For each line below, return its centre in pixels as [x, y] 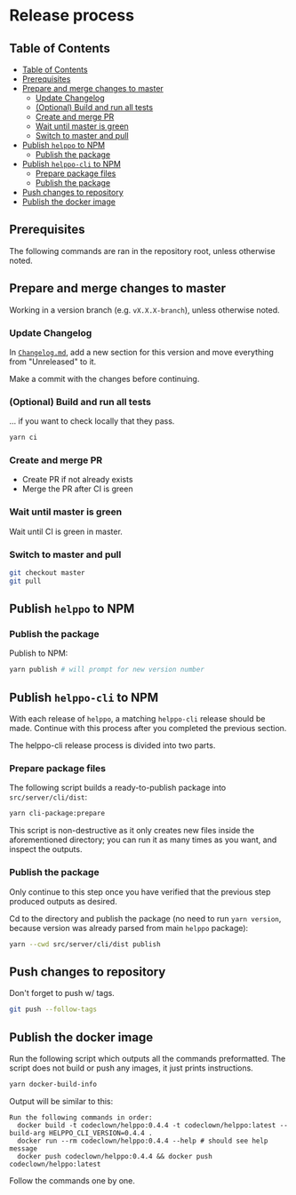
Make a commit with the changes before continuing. [104, 378]
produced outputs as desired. [63, 901]
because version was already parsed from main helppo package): [129, 928]
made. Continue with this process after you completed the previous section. [148, 729]
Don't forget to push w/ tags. [62, 993]
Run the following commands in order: [81, 1117]
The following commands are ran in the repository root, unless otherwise [142, 251]
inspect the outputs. [46, 849]
